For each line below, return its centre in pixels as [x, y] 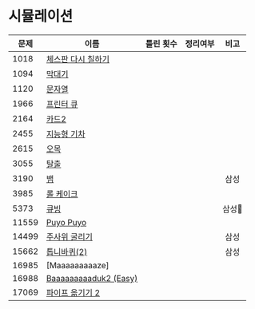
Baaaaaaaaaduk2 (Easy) [92, 278]
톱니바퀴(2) [67, 252]
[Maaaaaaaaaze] [78, 265]
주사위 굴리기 [70, 236]
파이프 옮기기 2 [73, 292]
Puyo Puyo [66, 222]
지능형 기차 [66, 134]
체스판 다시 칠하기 [78, 59]
